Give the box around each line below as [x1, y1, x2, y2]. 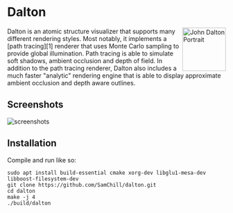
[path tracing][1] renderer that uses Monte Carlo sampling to [7, 42, 180, 50]
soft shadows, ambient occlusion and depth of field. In [7, 56, 163, 65]
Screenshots [7, 99, 64, 111]
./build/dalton [7, 199, 51, 207]
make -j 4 [7, 194, 36, 201]
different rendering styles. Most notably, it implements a [7, 34, 167, 42]
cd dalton [7, 187, 36, 194]
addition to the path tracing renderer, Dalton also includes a [7, 64, 177, 72]
